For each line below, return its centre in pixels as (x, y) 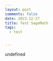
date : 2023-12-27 (22, 18)
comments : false (21, 14)
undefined (15, 54)
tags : (10, 28)
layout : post (18, 9)
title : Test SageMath (27, 23)
